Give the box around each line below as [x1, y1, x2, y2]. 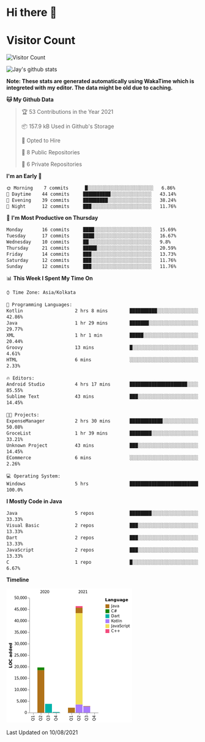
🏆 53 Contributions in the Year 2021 [21, 108, 114, 116]
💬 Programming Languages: [6, 302, 72, 308]
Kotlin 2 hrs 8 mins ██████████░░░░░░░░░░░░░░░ [6, 308, 199, 314]
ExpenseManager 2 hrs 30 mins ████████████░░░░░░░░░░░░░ [6, 418, 199, 424]
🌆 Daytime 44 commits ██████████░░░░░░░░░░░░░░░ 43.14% [6, 191, 176, 198]
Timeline [6, 576, 29, 583]
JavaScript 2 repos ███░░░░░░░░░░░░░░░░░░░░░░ [6, 547, 199, 553]
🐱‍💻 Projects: [6, 412, 40, 418]
